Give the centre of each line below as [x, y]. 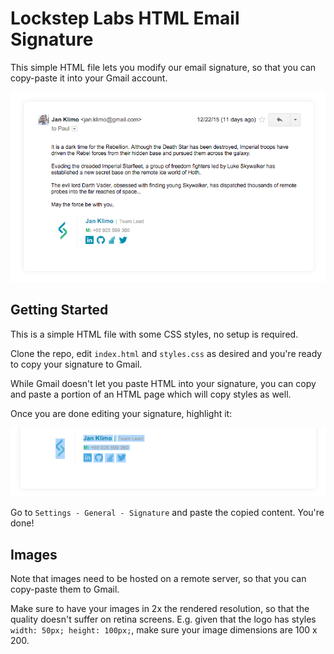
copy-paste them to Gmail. [65, 589]
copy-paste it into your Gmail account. [89, 78]
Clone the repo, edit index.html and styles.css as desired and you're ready [166, 353]
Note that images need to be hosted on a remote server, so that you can [158, 579]
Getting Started [59, 310]
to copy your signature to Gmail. [76, 364]
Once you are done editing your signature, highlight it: [121, 413]
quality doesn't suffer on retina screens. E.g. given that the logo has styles [163, 619]
